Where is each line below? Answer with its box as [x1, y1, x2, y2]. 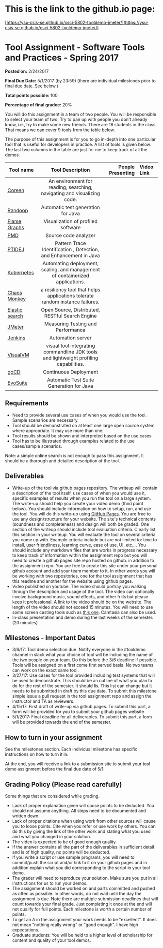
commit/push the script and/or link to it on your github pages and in [12, 859, 147, 865]
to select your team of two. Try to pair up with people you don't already [5, 116, 147, 122]
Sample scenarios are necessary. [12, 417, 79, 423]
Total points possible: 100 [5, 92, 58, 98]
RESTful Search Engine [44, 312, 97, 319]
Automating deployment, [42, 260, 98, 267]
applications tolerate [47, 292, 94, 299]
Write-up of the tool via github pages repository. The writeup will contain [12, 485, 158, 491]
